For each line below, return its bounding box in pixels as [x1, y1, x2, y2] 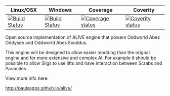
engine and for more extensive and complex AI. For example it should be [5, 55, 156, 61]
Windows [49, 7, 72, 13]
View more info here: [5, 75, 49, 81]
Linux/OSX [10, 7, 37, 13]
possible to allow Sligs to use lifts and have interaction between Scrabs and [5, 60, 162, 66]
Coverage [88, 7, 113, 13]
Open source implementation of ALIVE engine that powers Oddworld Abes [5, 34, 160, 40]
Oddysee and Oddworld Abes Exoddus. [5, 40, 88, 45]
